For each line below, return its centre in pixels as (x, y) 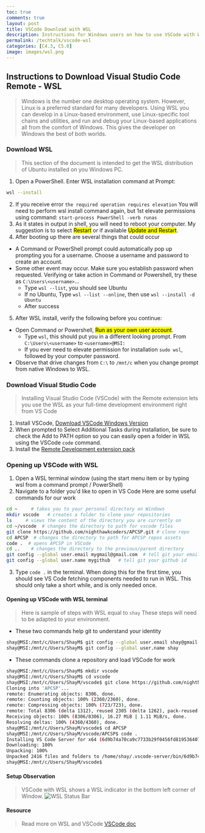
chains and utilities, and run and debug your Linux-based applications (109, 121)
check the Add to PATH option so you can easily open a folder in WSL (103, 436)
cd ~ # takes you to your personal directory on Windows (86, 509)
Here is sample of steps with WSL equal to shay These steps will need (109, 613)
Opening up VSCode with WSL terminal (57, 599)
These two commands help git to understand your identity (88, 631)
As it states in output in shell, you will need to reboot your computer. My (106, 224)
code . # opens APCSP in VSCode (49, 543)
